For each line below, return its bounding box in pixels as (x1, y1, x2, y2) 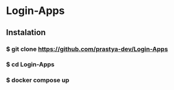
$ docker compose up (6, 76, 70, 84)
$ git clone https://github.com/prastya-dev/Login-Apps (6, 45, 168, 53)
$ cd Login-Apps (6, 60, 54, 68)
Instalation (6, 27, 46, 37)
